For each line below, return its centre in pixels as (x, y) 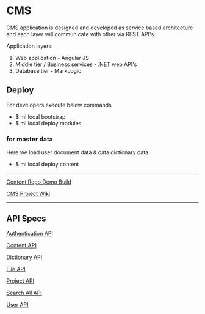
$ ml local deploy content (47, 164)
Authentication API (30, 233)
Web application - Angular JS (52, 58)
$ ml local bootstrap (40, 116)
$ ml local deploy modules (48, 123)
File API (16, 269)
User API (17, 304)
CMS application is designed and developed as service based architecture (100, 28)
